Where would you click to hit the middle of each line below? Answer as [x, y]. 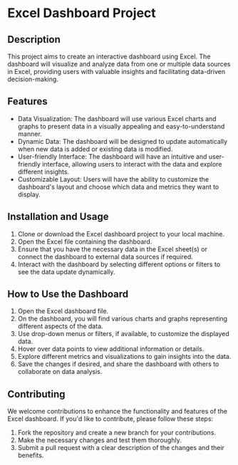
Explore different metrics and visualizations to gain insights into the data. [124, 357]
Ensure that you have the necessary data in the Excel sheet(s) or [113, 249]
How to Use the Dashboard [68, 294]
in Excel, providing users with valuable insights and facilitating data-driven [117, 72]
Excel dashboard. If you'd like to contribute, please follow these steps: [110, 419]
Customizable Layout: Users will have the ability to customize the [113, 179]
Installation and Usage [58, 217]
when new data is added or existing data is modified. [95, 149]
